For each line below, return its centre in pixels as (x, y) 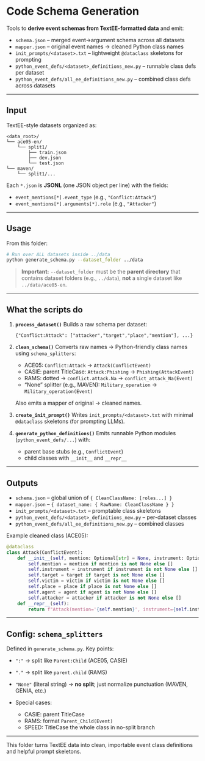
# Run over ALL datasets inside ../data (59, 254)
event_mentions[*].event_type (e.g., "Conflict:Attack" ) (86, 197)
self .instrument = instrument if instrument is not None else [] (113, 570)
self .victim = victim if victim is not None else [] (97, 581)
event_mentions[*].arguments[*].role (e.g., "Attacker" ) (86, 204)
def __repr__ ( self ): (43, 603)
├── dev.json (45, 158)
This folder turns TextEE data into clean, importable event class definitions (100, 745)
